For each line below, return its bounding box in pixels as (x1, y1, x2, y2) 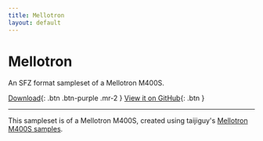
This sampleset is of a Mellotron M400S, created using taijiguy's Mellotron (8, 116, 248, 125)
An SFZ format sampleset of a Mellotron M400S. (8, 78, 164, 88)
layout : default (8, 19, 61, 27)
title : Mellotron (8, 11, 65, 20)
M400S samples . (8, 125, 63, 134)
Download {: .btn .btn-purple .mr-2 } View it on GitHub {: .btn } (8, 93, 205, 103)
